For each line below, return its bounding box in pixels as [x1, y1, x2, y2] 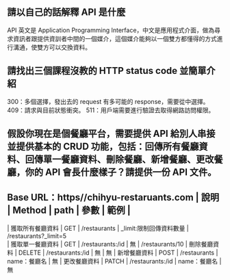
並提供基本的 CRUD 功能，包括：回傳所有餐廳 [7, 141, 199, 153]
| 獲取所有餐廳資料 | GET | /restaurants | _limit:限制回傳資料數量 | [7, 224, 190, 232]
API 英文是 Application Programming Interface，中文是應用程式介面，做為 [7, 26, 215, 34]
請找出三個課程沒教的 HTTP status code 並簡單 [7, 65, 207, 77]
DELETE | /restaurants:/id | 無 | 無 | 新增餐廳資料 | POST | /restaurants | [18, 249, 218, 257]
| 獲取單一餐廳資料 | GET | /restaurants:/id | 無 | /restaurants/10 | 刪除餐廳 [7, 240, 214, 248]
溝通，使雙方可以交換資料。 [12, 43, 91, 51]
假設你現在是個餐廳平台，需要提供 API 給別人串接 [7, 128, 216, 140]
